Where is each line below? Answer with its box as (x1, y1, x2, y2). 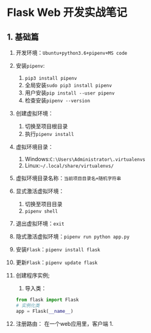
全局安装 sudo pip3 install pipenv (24, 82, 112, 88)
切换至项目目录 (24, 201, 63, 207)
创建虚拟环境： (15, 110, 54, 116)
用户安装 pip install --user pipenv (24, 89, 115, 96)
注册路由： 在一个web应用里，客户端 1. (15, 320, 114, 327)
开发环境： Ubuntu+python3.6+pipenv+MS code (15, 49, 127, 56)
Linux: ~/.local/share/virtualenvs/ (24, 162, 114, 169)
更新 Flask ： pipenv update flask (15, 259, 98, 266)
